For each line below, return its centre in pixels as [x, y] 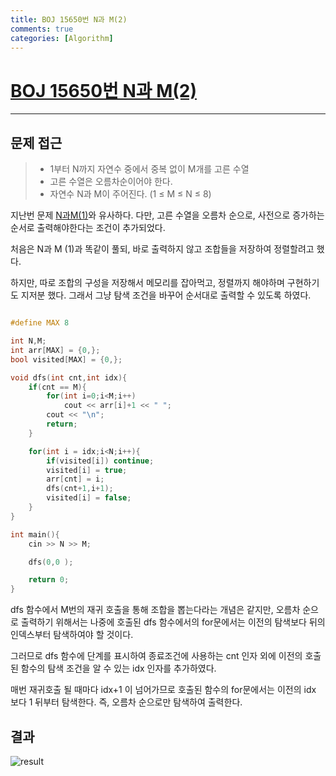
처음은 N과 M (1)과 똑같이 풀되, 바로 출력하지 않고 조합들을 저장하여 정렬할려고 [162, 249]
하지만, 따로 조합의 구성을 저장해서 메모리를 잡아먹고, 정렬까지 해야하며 [147, 283]
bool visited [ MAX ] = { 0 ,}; [66, 359]
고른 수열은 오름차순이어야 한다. [111, 182]
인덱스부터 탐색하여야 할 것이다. [72, 635]
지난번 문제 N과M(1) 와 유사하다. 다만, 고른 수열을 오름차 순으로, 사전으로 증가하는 [167, 215]
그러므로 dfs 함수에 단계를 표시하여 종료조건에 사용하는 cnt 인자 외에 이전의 [156, 656]
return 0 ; [49, 580]
